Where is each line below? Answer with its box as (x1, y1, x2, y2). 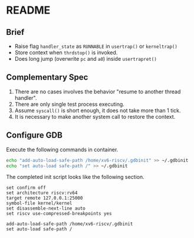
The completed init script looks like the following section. (6, 174, 144, 181)
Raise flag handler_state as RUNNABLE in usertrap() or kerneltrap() (14, 43, 178, 50)
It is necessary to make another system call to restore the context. (14, 113, 176, 120)
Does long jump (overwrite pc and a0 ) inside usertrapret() (14, 56, 157, 62)
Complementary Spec (6, 72, 88, 83)
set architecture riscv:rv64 (6, 190, 78, 196)
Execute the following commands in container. (6, 146, 119, 153)
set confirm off (6, 185, 46, 191)
